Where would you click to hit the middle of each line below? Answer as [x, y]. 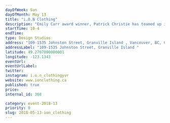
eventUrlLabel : [21, 66]
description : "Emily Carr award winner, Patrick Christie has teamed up [83, 24]
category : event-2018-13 [31, 103]
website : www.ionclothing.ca [36, 80]
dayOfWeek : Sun [21, 10]
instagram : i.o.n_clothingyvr [37, 76]
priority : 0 [18, 108]
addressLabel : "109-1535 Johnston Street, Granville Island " [72, 47]
